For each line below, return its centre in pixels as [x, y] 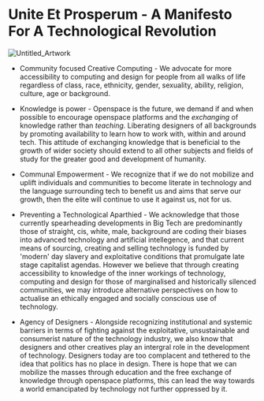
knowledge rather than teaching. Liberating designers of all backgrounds [138, 125]
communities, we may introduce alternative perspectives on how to [128, 290]
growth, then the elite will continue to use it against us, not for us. [126, 199]
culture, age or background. [65, 93]
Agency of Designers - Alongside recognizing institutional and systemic [136, 321]
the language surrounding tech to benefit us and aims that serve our [130, 191]
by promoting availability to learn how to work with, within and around [133, 134]
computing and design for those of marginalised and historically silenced [138, 281]
